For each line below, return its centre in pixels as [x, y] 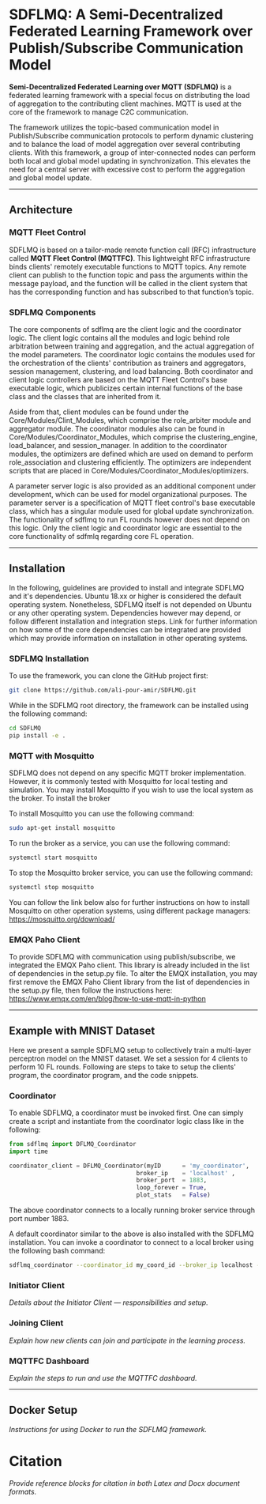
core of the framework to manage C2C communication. [99, 111]
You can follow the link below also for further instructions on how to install [129, 902]
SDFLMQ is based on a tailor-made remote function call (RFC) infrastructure [133, 250]
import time [28, 1152]
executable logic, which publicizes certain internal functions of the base [126, 388]
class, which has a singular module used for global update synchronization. [131, 511]
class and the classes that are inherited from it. [85, 396]
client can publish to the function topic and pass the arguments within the [128, 275]
